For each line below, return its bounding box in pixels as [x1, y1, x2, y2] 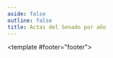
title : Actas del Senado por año [7, 23, 107, 30]
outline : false [7, 17, 53, 24]
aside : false [7, 10, 46, 18]
